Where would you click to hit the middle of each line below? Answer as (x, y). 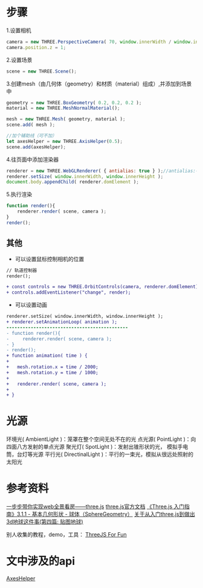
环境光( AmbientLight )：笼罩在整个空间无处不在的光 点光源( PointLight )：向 (101, 439)
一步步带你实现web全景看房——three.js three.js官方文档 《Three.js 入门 (95, 507)
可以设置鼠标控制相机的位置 (50, 259)
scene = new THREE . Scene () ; (42, 71)
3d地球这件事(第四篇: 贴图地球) (45, 522)
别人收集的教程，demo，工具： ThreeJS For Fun (66, 535)
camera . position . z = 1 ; (36, 47)
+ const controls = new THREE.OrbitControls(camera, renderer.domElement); (104, 287)
